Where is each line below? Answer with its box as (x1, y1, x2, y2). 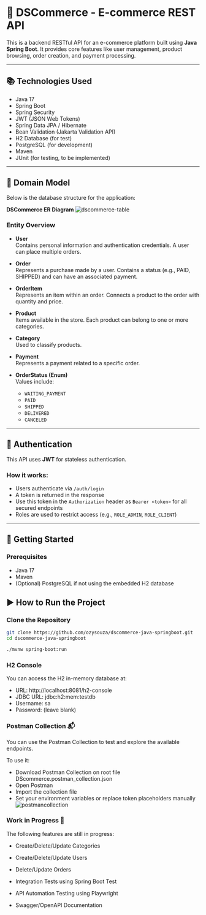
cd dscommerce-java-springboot (6, 636, 86, 642)
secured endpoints (15, 504, 63, 511)
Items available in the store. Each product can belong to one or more (15, 316, 189, 324)
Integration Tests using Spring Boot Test (15, 878, 117, 885)
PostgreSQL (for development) (15, 141, 93, 148)
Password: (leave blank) (15, 706, 77, 713)
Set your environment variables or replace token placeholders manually (15, 794, 196, 802)
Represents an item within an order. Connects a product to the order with (15, 291, 200, 298)
